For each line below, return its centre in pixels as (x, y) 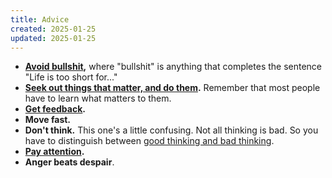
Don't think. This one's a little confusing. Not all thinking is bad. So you (171, 130)
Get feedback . (55, 109)
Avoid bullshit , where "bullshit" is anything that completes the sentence (173, 67)
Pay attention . (54, 152)
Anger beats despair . (69, 162)
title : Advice (40, 19)
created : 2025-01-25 (53, 29)
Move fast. (48, 120)
